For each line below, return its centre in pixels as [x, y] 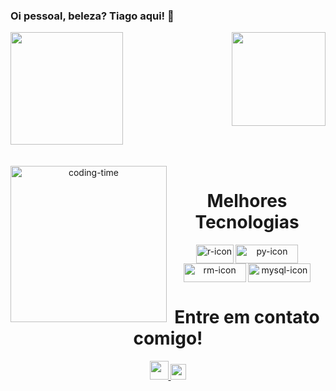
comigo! [168, 338]
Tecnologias [247, 222]
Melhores [247, 201]
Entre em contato [247, 317]
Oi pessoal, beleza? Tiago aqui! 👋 [92, 16]
